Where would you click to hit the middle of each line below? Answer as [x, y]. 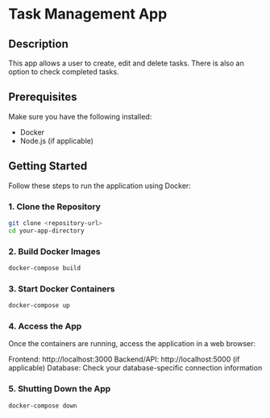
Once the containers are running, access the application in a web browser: [132, 344]
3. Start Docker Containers [62, 289]
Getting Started [48, 166]
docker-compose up [39, 306]
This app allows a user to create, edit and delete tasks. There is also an [126, 63]
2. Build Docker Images [54, 251]
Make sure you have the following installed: [80, 116]
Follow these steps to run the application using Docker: [100, 186]
